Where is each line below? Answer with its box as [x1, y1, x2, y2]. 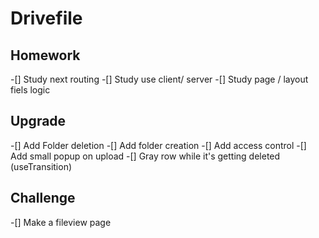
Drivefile [10, 7, 83, 30]
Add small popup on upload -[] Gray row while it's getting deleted [10, 150, 281, 162]
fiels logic [10, 84, 51, 96]
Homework [10, 47, 81, 64]
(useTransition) [10, 160, 73, 172]
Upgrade [10, 113, 67, 130]
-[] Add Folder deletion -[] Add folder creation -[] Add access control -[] [10, 139, 307, 151]
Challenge [10, 190, 76, 207]
